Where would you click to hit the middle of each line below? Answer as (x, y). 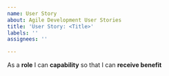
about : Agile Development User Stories (64, 20)
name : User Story (32, 13)
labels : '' (23, 33)
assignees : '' (28, 39)
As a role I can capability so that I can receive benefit (84, 65)
